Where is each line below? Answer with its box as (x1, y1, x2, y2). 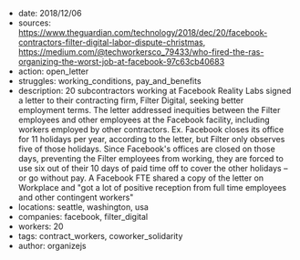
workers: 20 (17, 221, 64, 232)
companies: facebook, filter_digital (17, 212, 149, 222)
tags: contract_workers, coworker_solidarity (17, 231, 183, 241)
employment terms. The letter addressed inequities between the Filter (17, 105, 281, 115)
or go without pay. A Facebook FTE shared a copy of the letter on (17, 172, 264, 183)
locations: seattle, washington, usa (17, 202, 149, 213)
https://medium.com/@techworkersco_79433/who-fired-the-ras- (17, 47, 264, 57)
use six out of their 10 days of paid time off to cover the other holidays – (17, 163, 288, 173)
